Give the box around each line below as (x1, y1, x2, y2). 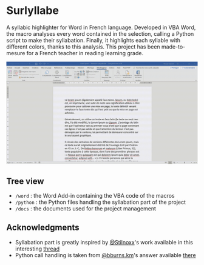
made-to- (161, 43, 186, 50)
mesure (6, 49, 25, 56)
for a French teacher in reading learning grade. (26, 49, 144, 56)
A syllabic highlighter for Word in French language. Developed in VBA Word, (6, 24, 196, 31)
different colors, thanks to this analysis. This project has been (6, 43, 160, 50)
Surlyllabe (6, 4, 59, 18)
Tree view (6, 176, 44, 186)
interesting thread (15, 245, 60, 252)
